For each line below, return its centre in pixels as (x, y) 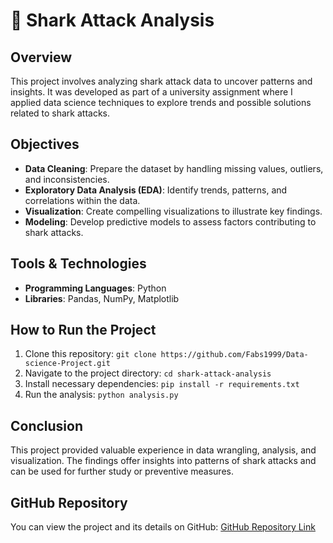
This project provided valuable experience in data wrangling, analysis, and (163, 450)
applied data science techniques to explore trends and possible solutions (161, 102)
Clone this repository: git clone (90, 354)
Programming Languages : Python (95, 288)
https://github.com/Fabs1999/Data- (234, 355)
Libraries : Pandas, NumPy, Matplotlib (102, 298)
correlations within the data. (82, 200)
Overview (41, 57)
